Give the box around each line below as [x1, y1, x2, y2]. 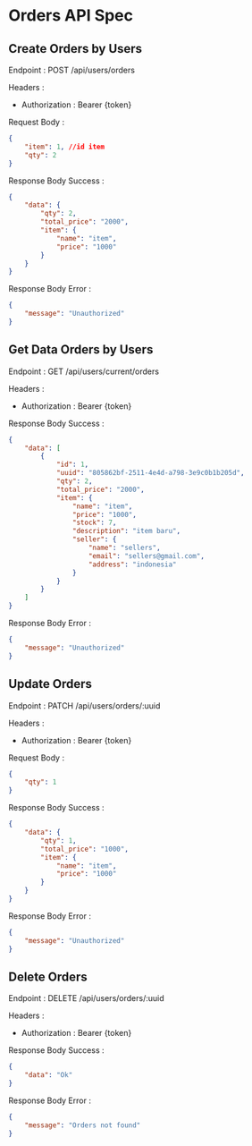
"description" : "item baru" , [71, 527, 181, 536]
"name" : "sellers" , [88, 543, 162, 553]
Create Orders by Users [8, 41, 143, 56]
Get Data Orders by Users [8, 342, 154, 358]
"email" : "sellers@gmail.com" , [88, 551, 205, 560]
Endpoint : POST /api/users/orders [8, 64, 136, 75]
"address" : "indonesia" [88, 560, 177, 569]
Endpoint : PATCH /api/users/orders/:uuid [8, 700, 161, 711]
